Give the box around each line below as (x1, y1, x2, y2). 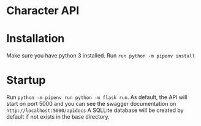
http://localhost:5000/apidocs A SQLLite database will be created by (6, 106, 184, 114)
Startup (6, 73, 46, 87)
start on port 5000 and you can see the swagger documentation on (6, 100, 176, 108)
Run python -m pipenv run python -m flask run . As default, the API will (6, 94, 188, 101)
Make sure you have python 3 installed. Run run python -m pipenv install (6, 52, 195, 59)
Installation (6, 32, 65, 46)
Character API (6, 4, 80, 18)
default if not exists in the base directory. (6, 113, 110, 120)
